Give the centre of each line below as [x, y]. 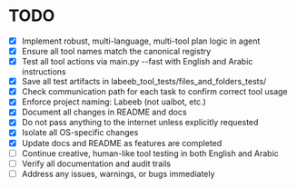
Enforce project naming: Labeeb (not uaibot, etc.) [114, 102]
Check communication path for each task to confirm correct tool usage [154, 92]
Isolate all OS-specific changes [80, 133]
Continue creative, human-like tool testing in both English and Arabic [150, 153]
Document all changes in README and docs [104, 112]
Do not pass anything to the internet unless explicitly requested [140, 123]
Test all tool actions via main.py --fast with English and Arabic [137, 62]
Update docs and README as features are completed [122, 143]
